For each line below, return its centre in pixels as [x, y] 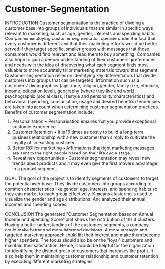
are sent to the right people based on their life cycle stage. [72, 153]
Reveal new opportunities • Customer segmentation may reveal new [82, 158]
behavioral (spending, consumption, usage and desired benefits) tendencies [82, 101]
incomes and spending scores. [36, 204]
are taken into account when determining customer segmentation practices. [82, 107]
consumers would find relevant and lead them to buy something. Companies [82, 54]
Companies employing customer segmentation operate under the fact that [81, 38]
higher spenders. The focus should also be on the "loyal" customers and [79, 240]
